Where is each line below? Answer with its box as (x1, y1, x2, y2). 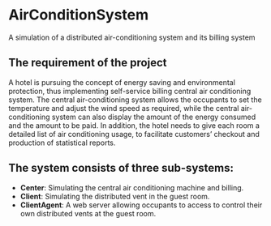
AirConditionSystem (8, 6, 149, 24)
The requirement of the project (8, 56, 167, 70)
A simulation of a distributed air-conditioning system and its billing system (8, 32, 256, 42)
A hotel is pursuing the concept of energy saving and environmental (8, 77, 235, 87)
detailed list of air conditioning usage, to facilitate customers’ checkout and (8, 129, 260, 139)
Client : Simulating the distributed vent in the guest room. (19, 191, 210, 201)
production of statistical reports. (8, 138, 116, 147)
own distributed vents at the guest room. (19, 208, 157, 218)
